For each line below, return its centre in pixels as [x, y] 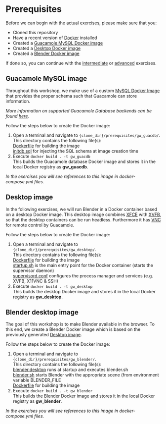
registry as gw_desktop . [38, 297]
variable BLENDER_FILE [37, 380]
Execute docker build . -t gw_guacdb [51, 156]
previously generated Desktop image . [44, 335]
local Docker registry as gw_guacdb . [50, 166]
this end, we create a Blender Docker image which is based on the [73, 329]
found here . [17, 116]
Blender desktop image [42, 312]
